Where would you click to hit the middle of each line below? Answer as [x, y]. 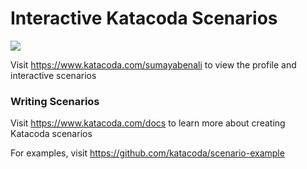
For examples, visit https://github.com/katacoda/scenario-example [147, 153]
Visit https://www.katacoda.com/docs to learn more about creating [148, 123]
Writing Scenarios [55, 101]
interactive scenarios [53, 75]
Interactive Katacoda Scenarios [144, 18]
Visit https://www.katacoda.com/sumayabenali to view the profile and [153, 64]
